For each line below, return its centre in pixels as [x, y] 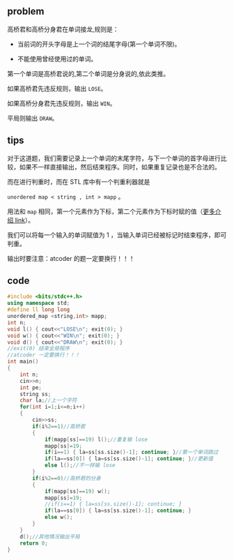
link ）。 [25, 220]
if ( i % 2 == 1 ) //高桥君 [59, 426]
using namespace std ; [39, 303]
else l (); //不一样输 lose [80, 466]
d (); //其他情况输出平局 [50, 536]
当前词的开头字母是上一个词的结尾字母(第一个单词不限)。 [99, 44]
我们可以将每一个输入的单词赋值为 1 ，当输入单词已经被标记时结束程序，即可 [117, 235]
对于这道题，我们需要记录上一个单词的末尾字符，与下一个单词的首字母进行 [114, 158]
